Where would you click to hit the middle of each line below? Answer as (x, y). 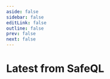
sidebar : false (25, 17)
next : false (21, 39)
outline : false (25, 28)
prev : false (21, 34)
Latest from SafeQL (55, 69)
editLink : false (26, 23)
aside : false (22, 12)
